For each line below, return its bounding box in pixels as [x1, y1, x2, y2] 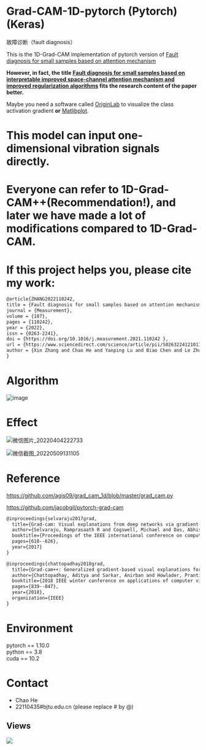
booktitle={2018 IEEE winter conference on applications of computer [12, 578, 193, 584]
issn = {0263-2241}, [6, 330, 59, 337]
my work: [6, 276, 55, 289]
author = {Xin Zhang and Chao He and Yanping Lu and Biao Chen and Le [6, 348, 191, 354]
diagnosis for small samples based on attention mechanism [6, 57, 156, 64]
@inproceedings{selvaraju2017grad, [6, 515, 97, 522]
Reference [6, 471, 60, 485]
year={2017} [12, 544, 43, 550]
